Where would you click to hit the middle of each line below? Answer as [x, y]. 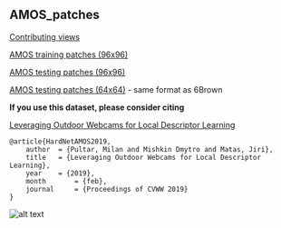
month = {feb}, [66, 181]
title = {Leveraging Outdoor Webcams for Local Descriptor [143, 157]
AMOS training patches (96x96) [69, 55]
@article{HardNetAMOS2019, [60, 141]
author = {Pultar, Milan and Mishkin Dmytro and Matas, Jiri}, [150, 149]
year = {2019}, [60, 173]
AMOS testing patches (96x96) [68, 72]
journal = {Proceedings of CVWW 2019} [107, 189]
